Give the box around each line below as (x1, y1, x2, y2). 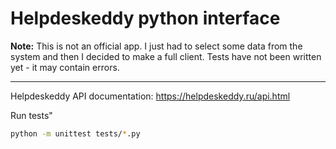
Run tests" (10, 109, 53, 121)
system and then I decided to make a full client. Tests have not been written (10, 50, 322, 62)
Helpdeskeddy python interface (10, 7, 281, 30)
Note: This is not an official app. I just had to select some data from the (10, 40, 303, 52)
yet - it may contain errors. (10, 61, 120, 73)
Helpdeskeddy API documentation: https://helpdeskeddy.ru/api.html (10, 90, 291, 102)
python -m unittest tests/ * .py (10, 128, 141, 139)
